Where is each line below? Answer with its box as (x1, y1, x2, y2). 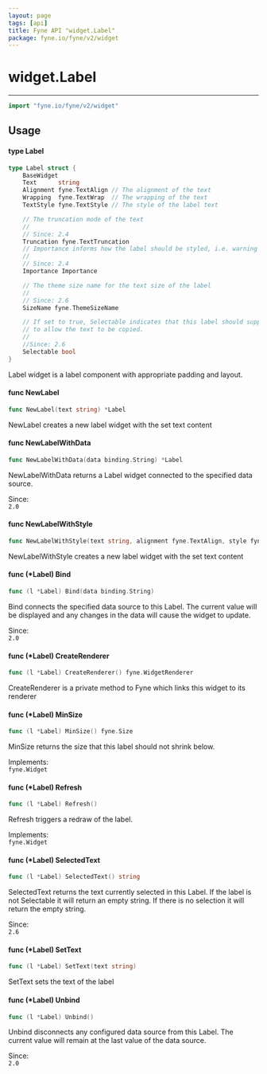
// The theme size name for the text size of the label (22, 281, 212, 289)
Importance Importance (22, 268, 98, 276)
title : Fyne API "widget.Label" (8, 26, 115, 34)
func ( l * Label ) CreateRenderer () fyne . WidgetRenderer (8, 668, 194, 677)
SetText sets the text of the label (8, 977, 114, 986)
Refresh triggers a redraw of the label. (8, 814, 133, 825)
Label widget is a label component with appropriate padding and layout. (8, 370, 243, 379)
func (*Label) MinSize (8, 710, 83, 719)
